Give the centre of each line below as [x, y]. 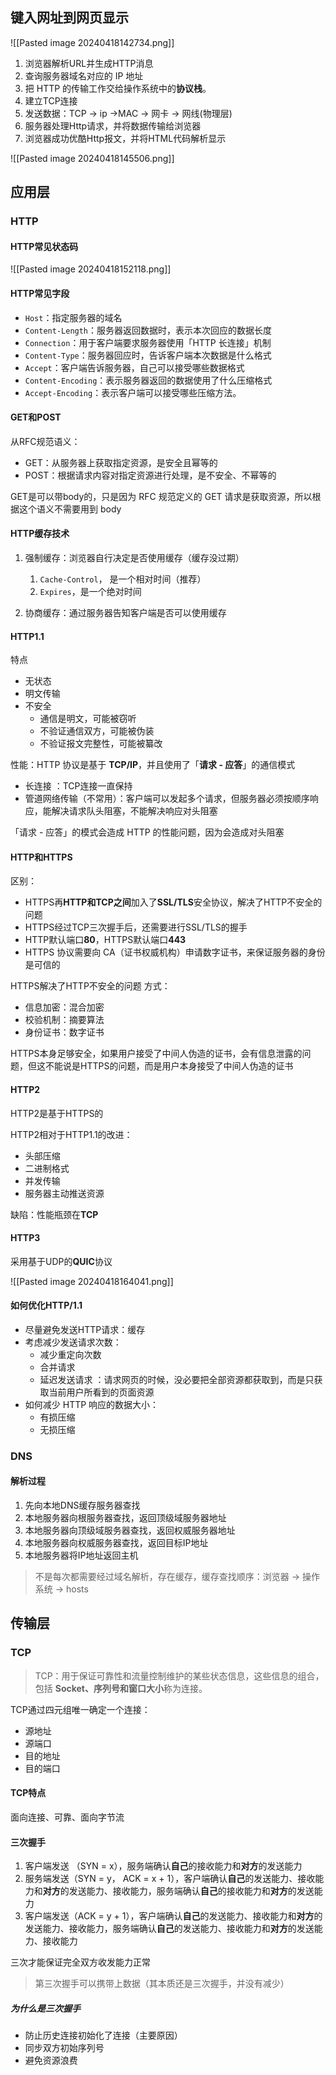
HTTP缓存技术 [40, 534]
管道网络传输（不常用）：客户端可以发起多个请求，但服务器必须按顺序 [167, 799]
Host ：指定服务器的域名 [73, 317]
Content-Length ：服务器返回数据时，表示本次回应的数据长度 [148, 330]
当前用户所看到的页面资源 [101, 1392]
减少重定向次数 [70, 1354]
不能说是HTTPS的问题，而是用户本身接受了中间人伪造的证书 [169, 1066]
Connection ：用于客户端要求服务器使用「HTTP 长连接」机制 [148, 342]
